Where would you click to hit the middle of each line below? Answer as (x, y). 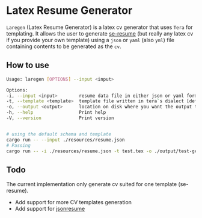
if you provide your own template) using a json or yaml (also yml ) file (90, 40)
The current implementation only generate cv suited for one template (92, 184)
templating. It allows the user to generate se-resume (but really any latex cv (100, 33)
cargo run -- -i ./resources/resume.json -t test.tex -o (79, 151)
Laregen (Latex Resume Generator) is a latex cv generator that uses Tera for (100, 27)
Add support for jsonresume (50, 209)
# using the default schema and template (59, 134)
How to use (28, 65)
